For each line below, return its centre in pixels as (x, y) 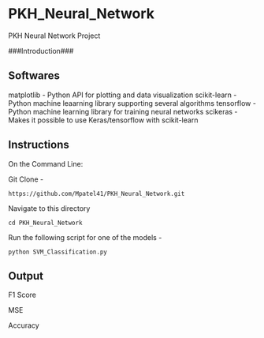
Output (26, 276)
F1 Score (22, 295)
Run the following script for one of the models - (85, 237)
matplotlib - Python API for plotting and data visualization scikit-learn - (123, 95)
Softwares (34, 76)
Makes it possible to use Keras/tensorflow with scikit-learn (103, 120)
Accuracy (24, 325)
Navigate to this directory (49, 208)
